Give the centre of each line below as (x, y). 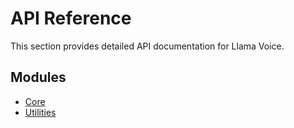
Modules (38, 77)
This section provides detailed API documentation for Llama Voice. (147, 46)
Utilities (40, 112)
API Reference (71, 18)
